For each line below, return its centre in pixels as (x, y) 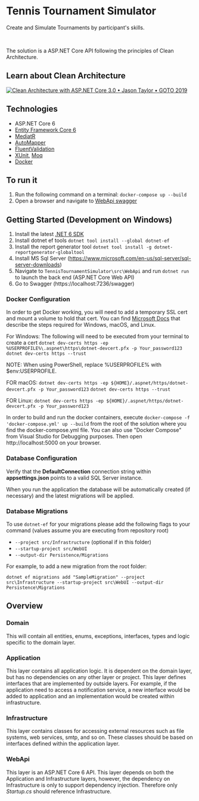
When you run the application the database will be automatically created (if (98, 489)
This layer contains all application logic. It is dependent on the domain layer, (99, 671)
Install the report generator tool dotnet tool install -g (83, 247)
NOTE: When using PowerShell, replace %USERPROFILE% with (84, 365)
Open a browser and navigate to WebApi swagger (76, 201)
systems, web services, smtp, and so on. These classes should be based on (100, 737)
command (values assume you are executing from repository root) (87, 530)
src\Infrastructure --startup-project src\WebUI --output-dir (85, 583)
